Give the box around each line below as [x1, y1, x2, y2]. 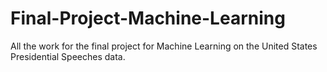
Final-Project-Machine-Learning [10, 7, 286, 30]
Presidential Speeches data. [10, 50, 126, 62]
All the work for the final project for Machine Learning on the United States [10, 40, 318, 52]
